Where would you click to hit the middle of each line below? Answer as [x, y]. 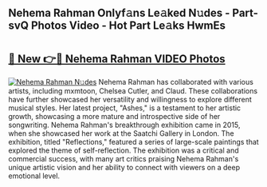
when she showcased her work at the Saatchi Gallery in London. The [121, 133]
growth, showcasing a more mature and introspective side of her [114, 116]
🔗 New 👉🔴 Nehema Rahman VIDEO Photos [117, 59]
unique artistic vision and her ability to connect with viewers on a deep [124, 167]
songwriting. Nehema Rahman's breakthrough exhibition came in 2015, [124, 125]
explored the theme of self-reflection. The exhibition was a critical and [124, 150]
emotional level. [34, 176]
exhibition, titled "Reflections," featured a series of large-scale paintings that [133, 142]
